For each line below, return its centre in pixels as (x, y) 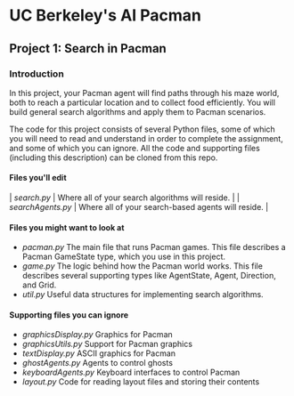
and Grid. (39, 285)
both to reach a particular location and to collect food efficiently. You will (143, 102)
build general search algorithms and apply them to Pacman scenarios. (138, 111)
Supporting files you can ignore (69, 315)
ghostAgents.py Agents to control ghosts (98, 363)
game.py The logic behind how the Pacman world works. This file (142, 266)
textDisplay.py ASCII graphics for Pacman (99, 353)
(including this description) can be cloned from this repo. (114, 158)
